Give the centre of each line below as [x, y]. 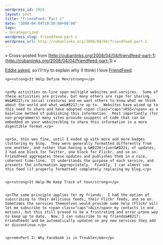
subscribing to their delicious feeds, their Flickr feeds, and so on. [79, 199]
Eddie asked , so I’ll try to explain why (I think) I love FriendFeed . [69, 70]
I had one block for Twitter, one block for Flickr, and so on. [72, 152]
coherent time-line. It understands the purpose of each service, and [79, 160]
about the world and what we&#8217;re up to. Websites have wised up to [82, 105]
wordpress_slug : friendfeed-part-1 [41, 37]
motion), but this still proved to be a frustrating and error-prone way [82, 212]
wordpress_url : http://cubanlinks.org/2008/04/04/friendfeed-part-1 [76, 42]
